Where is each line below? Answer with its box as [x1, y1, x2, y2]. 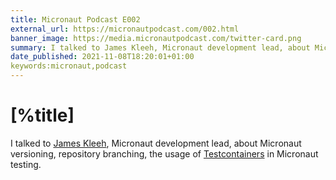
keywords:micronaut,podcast [10, 61, 128, 71]
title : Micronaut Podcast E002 [10, 14, 141, 25]
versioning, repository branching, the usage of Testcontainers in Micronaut [10, 147, 319, 160]
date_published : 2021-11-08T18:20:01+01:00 [10, 52, 195, 62]
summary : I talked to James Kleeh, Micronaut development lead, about [10, 42, 311, 53]
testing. [10, 158, 42, 170]
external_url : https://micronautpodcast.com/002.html [10, 24, 240, 34]
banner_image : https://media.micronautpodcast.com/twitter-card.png [10, 33, 302, 43]
